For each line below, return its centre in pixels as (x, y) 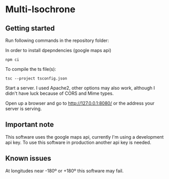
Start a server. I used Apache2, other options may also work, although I (80, 88)
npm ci (12, 60)
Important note (30, 125)
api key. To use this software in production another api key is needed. (78, 142)
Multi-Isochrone (40, 9)
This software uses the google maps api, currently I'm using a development (84, 137)
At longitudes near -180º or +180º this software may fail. (65, 171)
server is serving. (23, 109)
